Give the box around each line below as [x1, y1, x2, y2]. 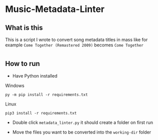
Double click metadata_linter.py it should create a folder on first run [12, 119, 154, 125]
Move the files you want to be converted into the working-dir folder [12, 129, 151, 135]
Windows [5, 82, 25, 88]
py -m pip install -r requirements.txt [5, 92, 88, 97]
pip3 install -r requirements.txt [5, 110, 77, 115]
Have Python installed [12, 72, 58, 78]
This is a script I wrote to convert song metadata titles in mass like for [5, 36, 148, 42]
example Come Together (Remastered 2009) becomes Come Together [5, 42, 144, 48]
